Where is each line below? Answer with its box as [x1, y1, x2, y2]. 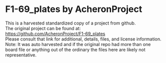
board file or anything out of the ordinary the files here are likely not [5, 46, 146, 52]
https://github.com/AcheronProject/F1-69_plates [5, 30, 106, 36]
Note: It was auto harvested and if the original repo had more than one [5, 41, 151, 47]
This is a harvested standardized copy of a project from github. [5, 20, 136, 26]
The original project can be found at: [5, 25, 81, 31]
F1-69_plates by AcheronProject [5, 3, 142, 15]
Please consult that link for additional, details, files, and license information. [5, 36, 162, 42]
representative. [5, 51, 37, 58]
